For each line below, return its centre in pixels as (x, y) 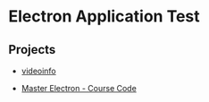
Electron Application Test (104, 17)
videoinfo (39, 71)
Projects (32, 50)
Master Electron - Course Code (79, 88)
